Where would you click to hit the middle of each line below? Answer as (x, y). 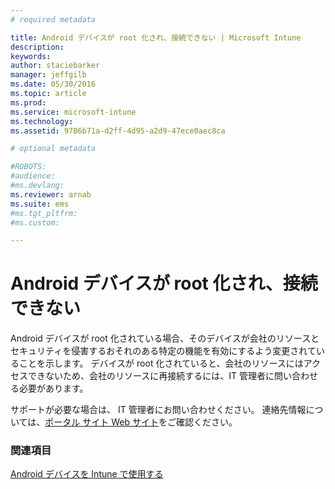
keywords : (31, 56)
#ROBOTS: (28, 167)
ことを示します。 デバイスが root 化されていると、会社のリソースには (161, 363)
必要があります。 (53, 388)
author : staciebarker (55, 66)
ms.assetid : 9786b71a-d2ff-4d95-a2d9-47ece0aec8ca (118, 131)
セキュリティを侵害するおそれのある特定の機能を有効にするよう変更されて (163, 351)
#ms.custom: (35, 222)
